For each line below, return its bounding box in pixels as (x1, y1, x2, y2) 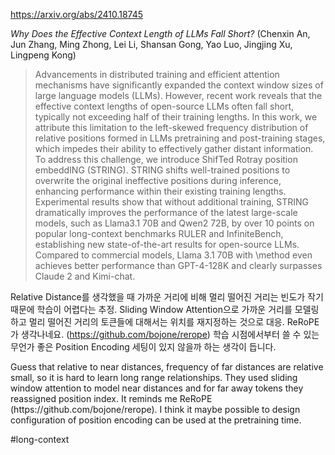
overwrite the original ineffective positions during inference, (34, 175, 282, 186)
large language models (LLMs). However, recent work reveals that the (34, 90, 323, 101)
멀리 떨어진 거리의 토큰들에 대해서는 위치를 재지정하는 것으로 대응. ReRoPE (28, 316, 320, 328)
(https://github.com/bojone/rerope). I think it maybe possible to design (10, 404, 301, 415)
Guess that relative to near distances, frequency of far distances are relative (10, 361, 324, 373)
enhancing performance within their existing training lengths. (34, 185, 287, 197)
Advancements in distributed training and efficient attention (34, 69, 280, 80)
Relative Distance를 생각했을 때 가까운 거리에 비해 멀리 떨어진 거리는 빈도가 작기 (10, 291, 324, 303)
